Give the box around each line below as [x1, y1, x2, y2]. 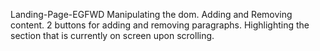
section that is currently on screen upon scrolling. [10, 30, 215, 41]
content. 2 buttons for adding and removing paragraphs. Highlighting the [10, 19, 310, 31]
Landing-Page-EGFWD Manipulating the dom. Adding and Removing [10, 9, 293, 20]
